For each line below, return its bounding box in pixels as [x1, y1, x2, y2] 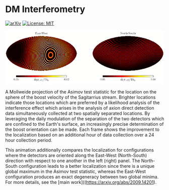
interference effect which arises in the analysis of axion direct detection [5, 105, 155, 111]
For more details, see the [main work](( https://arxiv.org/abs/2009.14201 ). [5, 179, 157, 185]
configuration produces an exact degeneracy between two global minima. [5, 174, 159, 180]
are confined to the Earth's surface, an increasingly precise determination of [5, 121, 164, 127]
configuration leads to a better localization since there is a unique [18, 163, 155, 169]
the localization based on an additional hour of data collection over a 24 [5, 132, 154, 138]
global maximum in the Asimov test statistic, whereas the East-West [5, 168, 146, 175]
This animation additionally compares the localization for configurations [5, 147, 154, 153]
